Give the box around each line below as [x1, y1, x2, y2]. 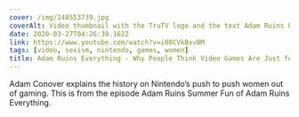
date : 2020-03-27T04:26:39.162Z [9, 29, 129, 38]
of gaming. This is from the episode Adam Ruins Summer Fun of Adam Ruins [9, 88, 290, 98]
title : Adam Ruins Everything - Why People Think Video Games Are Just [9, 54, 280, 63]
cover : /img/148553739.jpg [9, 12, 109, 22]
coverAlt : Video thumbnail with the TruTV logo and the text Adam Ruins [9, 21, 285, 30]
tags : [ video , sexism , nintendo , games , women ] [9, 46, 190, 55]
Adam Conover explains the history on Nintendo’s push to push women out [9, 79, 284, 89]
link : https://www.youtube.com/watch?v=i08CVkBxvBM [9, 37, 205, 47]
